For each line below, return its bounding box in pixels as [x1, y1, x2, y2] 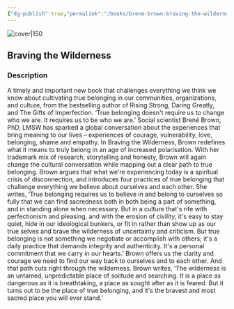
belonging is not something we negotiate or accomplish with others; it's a [7, 234, 218, 243]
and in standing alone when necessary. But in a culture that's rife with [7, 205, 208, 213]
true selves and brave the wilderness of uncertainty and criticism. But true [7, 227, 220, 236]
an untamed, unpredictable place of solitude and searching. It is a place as [7, 271, 221, 280]
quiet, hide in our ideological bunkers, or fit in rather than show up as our [7, 220, 217, 228]
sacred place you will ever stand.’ [7, 294, 103, 302]
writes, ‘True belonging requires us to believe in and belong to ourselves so [7, 190, 223, 199]
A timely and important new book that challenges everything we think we [7, 86, 217, 95]
